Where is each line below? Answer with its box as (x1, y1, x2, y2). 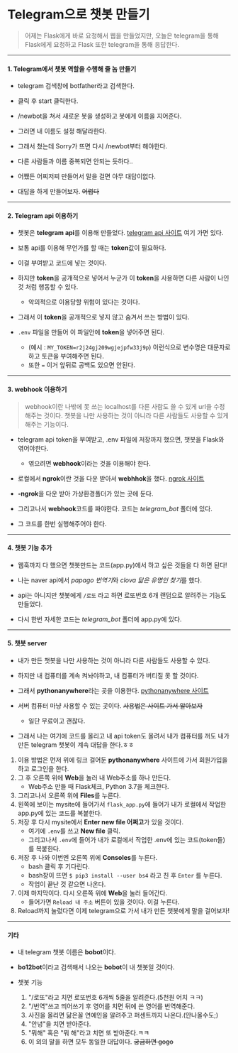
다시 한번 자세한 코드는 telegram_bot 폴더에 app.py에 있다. (17, 615, 182, 623)
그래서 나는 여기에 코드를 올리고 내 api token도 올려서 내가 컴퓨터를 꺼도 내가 (17, 731, 230, 740)
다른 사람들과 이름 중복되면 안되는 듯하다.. (17, 157, 133, 165)
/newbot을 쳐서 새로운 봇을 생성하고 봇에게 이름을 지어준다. (17, 111, 182, 121)
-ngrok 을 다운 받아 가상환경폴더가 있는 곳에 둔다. (17, 489, 154, 498)
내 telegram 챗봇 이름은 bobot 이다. (17, 948, 116, 956)
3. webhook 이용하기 (7, 385, 67, 393)
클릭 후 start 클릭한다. (17, 97, 79, 105)
